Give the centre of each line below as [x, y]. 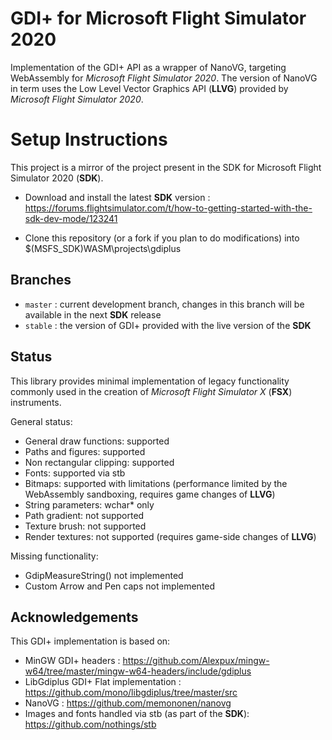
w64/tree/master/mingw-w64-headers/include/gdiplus [138, 671]
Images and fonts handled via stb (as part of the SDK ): [137, 714]
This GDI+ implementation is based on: [90, 641]
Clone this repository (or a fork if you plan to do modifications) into [162, 238]
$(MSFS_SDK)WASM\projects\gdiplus [103, 248]
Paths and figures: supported [85, 451]
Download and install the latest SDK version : [117, 197]
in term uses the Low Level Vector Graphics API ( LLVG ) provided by [149, 88]
